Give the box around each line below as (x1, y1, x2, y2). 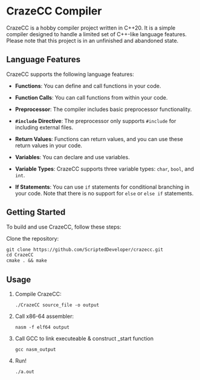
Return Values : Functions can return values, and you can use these (15, 135, 183, 142)
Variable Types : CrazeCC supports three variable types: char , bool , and (15, 165, 195, 173)
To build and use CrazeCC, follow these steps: (6, 223, 122, 230)
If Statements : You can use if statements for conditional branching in (15, 183, 190, 191)
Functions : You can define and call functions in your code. (15, 82, 161, 89)
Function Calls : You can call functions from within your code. (15, 93, 168, 101)
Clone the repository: (6, 235, 59, 242)
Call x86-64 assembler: (15, 312, 74, 320)
